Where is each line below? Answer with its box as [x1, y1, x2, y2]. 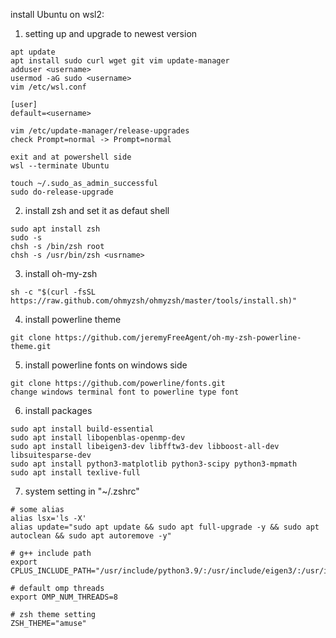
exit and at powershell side [10, 152, 132, 162]
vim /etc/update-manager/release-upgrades [10, 126, 190, 136]
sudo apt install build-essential [10, 424, 155, 434]
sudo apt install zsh [10, 224, 101, 234]
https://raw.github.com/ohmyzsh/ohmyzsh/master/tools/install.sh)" [10, 296, 298, 306]
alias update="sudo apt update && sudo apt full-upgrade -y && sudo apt [10, 522, 320, 532]
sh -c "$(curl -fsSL [10, 287, 97, 297]
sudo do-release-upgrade [10, 187, 114, 197]
